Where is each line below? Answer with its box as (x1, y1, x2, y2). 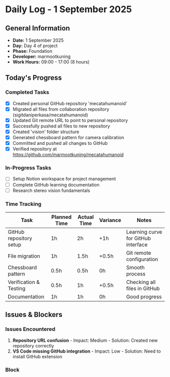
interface (126, 241, 148, 248)
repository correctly (12, 342, 54, 349)
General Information (5, 24, 70, 33)
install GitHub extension (12, 353, 62, 359)
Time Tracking (5, 200, 41, 207)
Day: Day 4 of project (12, 43, 58, 49)
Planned (51, 213, 72, 221)
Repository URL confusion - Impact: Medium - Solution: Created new (12, 337, 158, 343)
